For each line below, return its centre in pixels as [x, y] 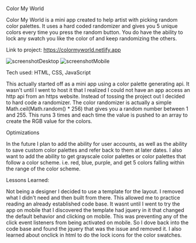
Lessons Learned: [28, 180]
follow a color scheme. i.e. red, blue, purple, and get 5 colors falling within [95, 162]
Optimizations [23, 132]
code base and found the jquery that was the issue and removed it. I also [94, 229]
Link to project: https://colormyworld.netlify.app [63, 50]
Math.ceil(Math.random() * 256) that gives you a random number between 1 [97, 109]
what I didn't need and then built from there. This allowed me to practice [93, 198]
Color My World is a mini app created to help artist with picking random [92, 20]
